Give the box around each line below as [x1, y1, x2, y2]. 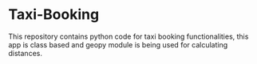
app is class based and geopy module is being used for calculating [8, 40, 228, 49]
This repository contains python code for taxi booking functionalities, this [8, 32, 249, 41]
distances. [8, 48, 42, 58]
